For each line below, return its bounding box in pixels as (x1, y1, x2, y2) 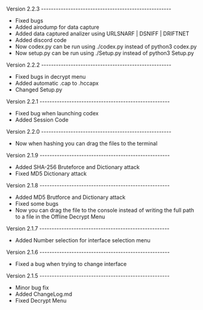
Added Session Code (15, 116, 69, 123)
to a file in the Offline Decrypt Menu (15, 213, 105, 220)
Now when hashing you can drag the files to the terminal (15, 140, 158, 147)
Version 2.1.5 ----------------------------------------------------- (6, 272, 170, 279)
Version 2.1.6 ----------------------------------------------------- (6, 248, 170, 256)
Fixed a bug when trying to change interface (15, 261, 127, 267)
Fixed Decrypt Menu (15, 297, 67, 304)
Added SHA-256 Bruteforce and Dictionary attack (15, 164, 140, 170)
